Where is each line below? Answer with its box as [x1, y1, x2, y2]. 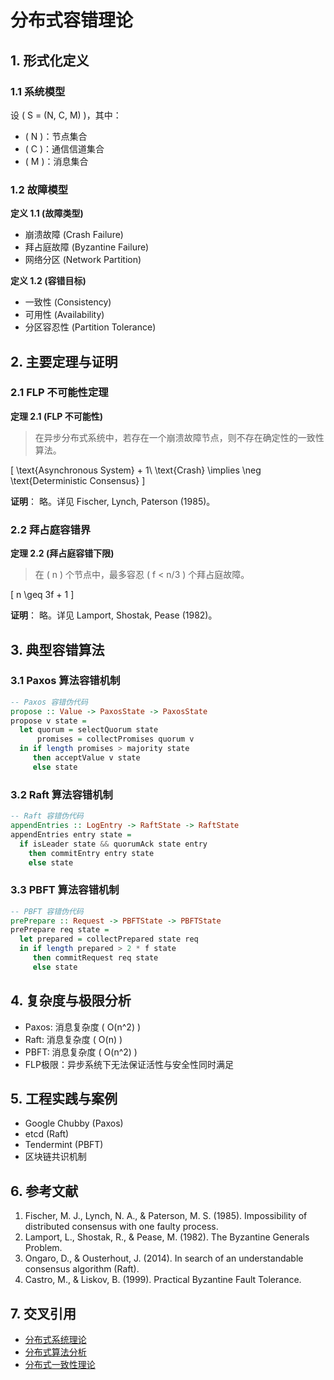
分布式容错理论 [10, 9, 134, 32]
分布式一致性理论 [24, 1359, 96, 1371]
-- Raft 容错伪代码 [10, 811, 84, 821]
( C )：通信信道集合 [24, 142, 105, 155]
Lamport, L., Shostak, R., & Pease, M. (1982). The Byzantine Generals [24, 1231, 310, 1243]
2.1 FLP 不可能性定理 [10, 386, 109, 400]
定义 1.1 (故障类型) [10, 207, 84, 220]
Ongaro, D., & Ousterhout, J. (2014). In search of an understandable [24, 1252, 304, 1265]
